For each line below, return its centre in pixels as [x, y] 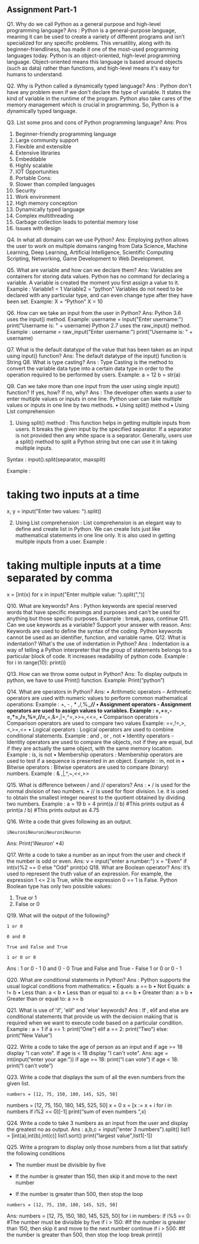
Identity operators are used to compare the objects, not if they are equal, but [100, 742]
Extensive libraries [38, 153]
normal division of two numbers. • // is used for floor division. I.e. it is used [97, 791]
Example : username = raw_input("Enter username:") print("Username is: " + [100, 331]
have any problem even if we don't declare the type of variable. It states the [99, 92]
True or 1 [26, 897]
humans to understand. [35, 74]
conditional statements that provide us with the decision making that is [93, 1016]
